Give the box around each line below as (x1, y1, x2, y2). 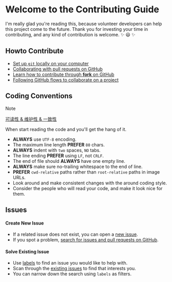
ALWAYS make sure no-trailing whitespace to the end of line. (12, 163, 143, 170)
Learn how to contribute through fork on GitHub (12, 71, 114, 78)
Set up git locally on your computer (12, 60, 89, 66)
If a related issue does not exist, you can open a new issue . (12, 231, 138, 237)
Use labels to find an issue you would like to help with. (12, 260, 128, 266)
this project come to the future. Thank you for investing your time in (5, 26, 148, 32)
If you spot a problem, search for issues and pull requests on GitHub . (12, 237, 159, 243)
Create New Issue (5, 220, 44, 226)
